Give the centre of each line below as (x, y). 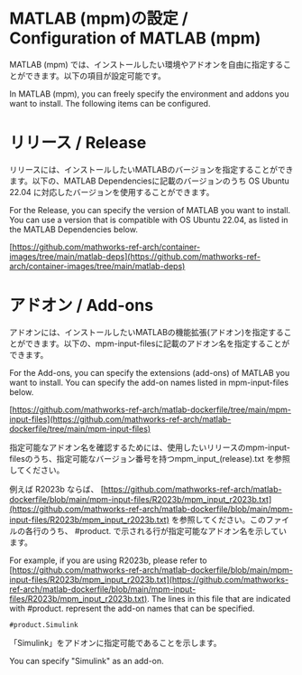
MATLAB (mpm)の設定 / (99, 19)
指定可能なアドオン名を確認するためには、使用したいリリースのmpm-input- (150, 447)
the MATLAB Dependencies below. (73, 229)
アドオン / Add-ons (82, 306)
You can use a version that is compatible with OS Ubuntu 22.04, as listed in (149, 220)
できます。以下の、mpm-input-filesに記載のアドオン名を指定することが (157, 343)
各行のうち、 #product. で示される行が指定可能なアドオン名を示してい (156, 530)
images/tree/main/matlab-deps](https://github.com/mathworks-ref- (135, 256)
